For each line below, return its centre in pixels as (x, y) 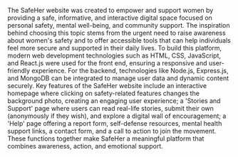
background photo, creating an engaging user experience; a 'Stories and (114, 101)
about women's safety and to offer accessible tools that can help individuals (119, 40)
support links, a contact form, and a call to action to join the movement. (112, 131)
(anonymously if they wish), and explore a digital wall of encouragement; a (117, 116)
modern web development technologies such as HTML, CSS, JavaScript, (114, 55)
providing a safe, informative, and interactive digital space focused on (110, 18)
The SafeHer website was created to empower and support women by (110, 10)
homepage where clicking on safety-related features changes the (103, 93)
